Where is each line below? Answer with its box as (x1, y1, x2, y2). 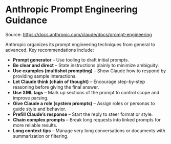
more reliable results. (12, 122, 57, 128)
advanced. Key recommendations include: (5, 47, 94, 53)
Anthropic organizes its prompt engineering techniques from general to (5, 41, 155, 47)
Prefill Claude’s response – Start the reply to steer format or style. (12, 111, 153, 117)
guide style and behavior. (12, 106, 67, 112)
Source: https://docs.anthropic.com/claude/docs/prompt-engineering (5, 31, 152, 37)
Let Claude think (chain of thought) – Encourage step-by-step (12, 78, 145, 85)
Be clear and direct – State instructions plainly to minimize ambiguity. (12, 62, 159, 68)
